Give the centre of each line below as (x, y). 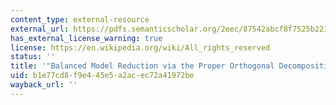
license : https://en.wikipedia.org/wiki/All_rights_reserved (140, 47)
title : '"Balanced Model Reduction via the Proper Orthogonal (142, 66)
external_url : (40, 29)
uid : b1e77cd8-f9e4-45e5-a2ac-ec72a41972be (102, 76)
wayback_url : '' (44, 85)
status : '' (33, 57)
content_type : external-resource (80, 19)
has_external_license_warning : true (86, 38)
